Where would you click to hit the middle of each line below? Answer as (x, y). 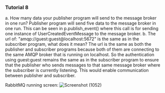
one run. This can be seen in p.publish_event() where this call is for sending (82, 29)
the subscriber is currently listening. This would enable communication (77, 70)
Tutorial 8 (17, 7)
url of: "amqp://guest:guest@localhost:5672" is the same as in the (72, 39)
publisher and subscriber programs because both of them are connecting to (82, 49)
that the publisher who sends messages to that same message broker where (83, 65)
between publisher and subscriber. (40, 76)
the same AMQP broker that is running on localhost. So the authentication (80, 55)
